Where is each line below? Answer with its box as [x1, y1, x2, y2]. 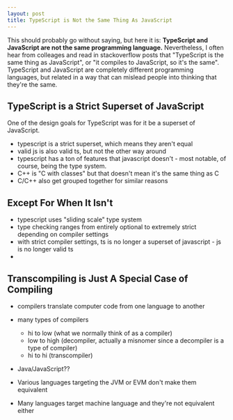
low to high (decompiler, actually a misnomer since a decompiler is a [27, 336, 225, 345]
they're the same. [7, 80, 58, 88]
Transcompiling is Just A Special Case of [7, 272, 188, 284]
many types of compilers [17, 315, 89, 324]
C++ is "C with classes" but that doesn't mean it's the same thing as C [17, 169, 219, 178]
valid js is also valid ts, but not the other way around [17, 147, 167, 155]
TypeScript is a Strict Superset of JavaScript [7, 100, 204, 112]
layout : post [7, 10, 45, 17]
